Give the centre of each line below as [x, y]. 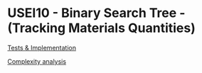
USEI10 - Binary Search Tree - [96, 13]
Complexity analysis [37, 61]
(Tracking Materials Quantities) [101, 28]
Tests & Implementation [42, 47]
